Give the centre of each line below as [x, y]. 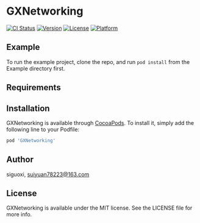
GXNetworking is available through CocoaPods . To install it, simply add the [100, 122]
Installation [28, 108]
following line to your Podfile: [43, 129]
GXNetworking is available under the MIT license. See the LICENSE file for [99, 208]
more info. [19, 214]
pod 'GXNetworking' [31, 140]
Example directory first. [36, 68]
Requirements [34, 87]
